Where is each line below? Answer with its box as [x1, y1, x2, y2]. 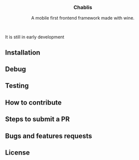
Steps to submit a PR [5, 115, 70, 124]
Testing [5, 81, 29, 90]
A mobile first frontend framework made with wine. [31, 15, 135, 21]
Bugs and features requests [5, 132, 92, 140]
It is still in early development [5, 34, 65, 40]
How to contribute [5, 98, 62, 107]
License [5, 149, 30, 157]
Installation [5, 48, 40, 56]
